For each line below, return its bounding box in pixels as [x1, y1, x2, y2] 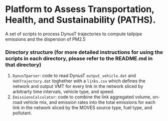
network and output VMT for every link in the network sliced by [12, 83, 143, 89]
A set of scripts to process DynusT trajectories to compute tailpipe [5, 31, 142, 37]
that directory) [5, 61, 42, 68]
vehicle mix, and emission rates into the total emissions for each [23, 99, 156, 105]
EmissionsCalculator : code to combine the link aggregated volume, [12, 94, 152, 100]
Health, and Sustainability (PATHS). [5, 14, 156, 26]
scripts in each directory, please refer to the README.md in [5, 55, 153, 62]
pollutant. [12, 110, 33, 116]
